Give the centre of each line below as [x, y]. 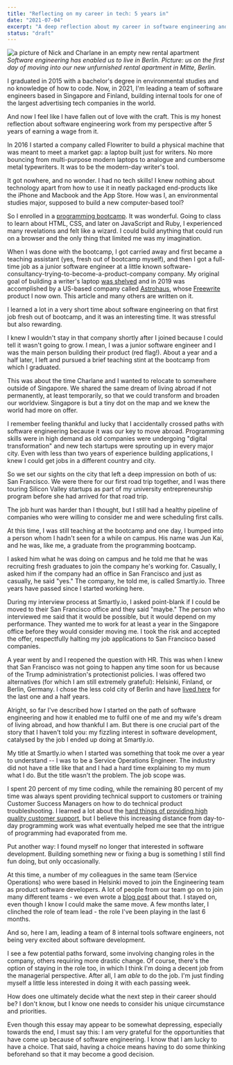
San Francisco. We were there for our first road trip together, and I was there [116, 482]
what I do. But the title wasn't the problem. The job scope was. [96, 775]
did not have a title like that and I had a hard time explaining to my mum [109, 768]
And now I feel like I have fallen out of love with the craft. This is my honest [114, 117]
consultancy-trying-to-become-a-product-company [82, 274]
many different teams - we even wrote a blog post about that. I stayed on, [112, 897]
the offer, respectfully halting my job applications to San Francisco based [112, 639]
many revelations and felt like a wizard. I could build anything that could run [115, 231]
